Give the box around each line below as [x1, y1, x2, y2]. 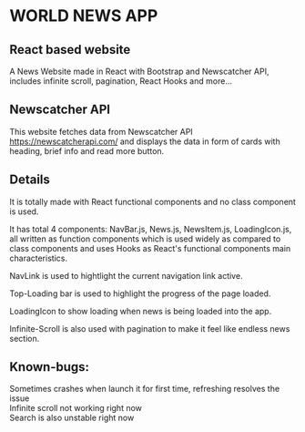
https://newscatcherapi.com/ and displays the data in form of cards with [9, 136, 280, 147]
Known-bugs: [9, 359, 89, 375]
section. [9, 333, 40, 344]
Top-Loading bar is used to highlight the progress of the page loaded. [9, 288, 271, 299]
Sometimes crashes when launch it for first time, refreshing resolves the [9, 384, 280, 395]
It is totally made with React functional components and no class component [9, 196, 296, 207]
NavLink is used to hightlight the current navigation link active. [9, 270, 243, 281]
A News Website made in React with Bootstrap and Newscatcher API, [9, 66, 269, 77]
